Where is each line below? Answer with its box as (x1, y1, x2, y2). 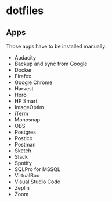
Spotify (14, 159, 32, 166)
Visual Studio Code (14, 178, 61, 185)
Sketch (14, 147, 32, 154)
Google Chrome (14, 79, 53, 86)
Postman (14, 141, 36, 148)
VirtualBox (14, 172, 39, 179)
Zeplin (14, 184, 30, 191)
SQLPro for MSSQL (14, 166, 61, 173)
